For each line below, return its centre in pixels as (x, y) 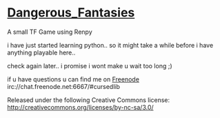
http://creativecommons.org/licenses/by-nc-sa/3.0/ (80, 107)
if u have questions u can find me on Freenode (73, 79)
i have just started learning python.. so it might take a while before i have (110, 45)
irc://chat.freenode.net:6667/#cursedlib (64, 86)
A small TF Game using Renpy (50, 32)
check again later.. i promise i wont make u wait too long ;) (90, 66)
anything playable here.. (41, 52)
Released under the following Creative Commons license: (89, 100)
